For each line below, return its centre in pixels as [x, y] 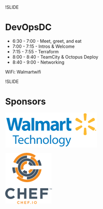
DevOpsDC [29, 27]
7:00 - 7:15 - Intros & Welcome [43, 46]
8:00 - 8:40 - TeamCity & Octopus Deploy [55, 57]
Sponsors [26, 102]
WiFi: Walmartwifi [23, 72]
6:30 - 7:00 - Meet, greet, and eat [47, 41]
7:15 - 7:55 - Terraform [35, 51]
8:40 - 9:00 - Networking [38, 62]
